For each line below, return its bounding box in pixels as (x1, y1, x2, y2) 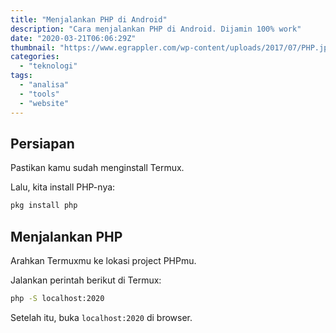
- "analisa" (19, 80, 70, 90)
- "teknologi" (19, 61, 78, 71)
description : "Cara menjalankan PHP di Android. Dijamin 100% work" (10, 24, 302, 34)
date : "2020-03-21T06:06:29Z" (10, 33, 137, 43)
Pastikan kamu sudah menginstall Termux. (10, 162, 185, 174)
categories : (10, 52, 60, 62)
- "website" (19, 98, 70, 108)
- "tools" (19, 89, 60, 99)
